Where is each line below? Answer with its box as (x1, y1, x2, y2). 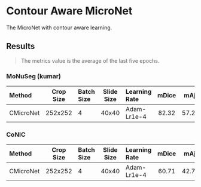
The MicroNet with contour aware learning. (6, 24, 112, 31)
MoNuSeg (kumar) (6, 72, 61, 80)
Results (6, 41, 35, 51)
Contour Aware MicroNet (6, 4, 133, 18)
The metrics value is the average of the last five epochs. (20, 57, 160, 64)
